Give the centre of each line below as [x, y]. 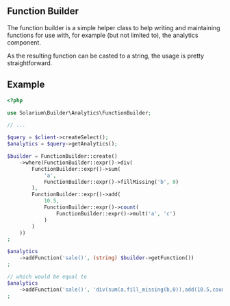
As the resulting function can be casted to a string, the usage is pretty [105, 56]
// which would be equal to [47, 276]
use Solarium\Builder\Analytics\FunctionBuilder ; [79, 113]
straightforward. [30, 63]
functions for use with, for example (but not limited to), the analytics [103, 35]
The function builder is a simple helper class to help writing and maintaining [114, 27]
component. [24, 42]
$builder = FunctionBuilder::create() [62, 156]
